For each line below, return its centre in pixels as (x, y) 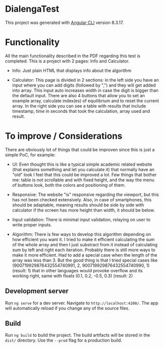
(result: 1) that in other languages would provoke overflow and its (77, 270)
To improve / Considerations (64, 136)
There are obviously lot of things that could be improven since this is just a (80, 150)
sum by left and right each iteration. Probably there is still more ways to (84, 250)
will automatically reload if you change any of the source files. (67, 308)
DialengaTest (32, 9)
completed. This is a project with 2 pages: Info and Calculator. (67, 61)
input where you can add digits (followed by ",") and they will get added (84, 85)
